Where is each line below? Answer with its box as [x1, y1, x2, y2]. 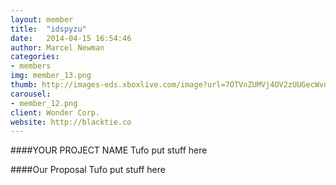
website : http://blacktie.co [10, 117, 132, 127]
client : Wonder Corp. [10, 107, 101, 118]
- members [10, 61, 52, 71]
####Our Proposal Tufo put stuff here [10, 164, 166, 176]
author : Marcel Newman [10, 42, 105, 53]
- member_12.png [10, 98, 78, 108]
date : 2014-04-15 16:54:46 [10, 33, 132, 43]
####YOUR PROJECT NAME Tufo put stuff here [10, 144, 208, 156]
